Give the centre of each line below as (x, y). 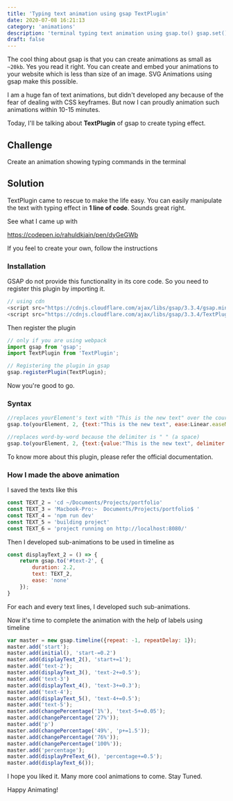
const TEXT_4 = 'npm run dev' (51, 515)
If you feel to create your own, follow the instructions (83, 248)
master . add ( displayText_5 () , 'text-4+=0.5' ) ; (74, 698)
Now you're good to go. (41, 386)
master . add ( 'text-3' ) (38, 679)
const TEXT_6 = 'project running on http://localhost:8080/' (97, 528)
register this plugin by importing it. (56, 289)
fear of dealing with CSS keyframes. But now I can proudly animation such (113, 102)
